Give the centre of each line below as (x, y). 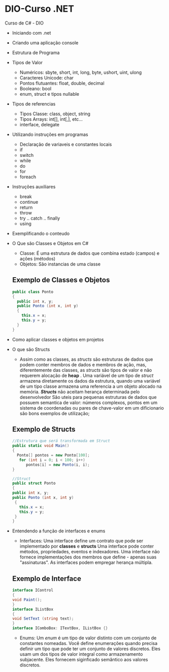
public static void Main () (41, 446)
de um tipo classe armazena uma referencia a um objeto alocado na (91, 386)
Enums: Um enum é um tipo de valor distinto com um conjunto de (88, 638)
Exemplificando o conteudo (41, 233)
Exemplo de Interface (47, 579)
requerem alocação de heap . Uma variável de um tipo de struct (87, 375)
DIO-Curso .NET (40, 9)
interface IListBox (33, 609)
